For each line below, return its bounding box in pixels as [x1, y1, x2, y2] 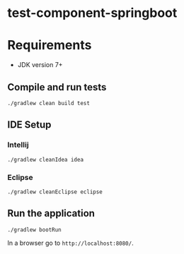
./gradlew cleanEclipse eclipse [7, 188, 103, 195]
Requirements [7, 37, 92, 54]
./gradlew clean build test [7, 99, 91, 107]
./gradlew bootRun [7, 226, 62, 234]
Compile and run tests [7, 81, 107, 93]
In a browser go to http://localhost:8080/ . [7, 238, 134, 247]
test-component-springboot [7, 5, 178, 21]
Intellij [7, 140, 30, 150]
